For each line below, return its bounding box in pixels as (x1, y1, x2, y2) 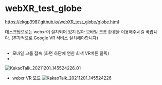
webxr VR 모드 (12, 75, 41, 81)
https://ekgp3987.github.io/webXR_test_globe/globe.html (5, 19, 119, 25)
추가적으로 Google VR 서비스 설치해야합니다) (13, 35, 99, 41)
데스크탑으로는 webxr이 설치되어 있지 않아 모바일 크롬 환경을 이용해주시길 (5, 28, 145, 34)
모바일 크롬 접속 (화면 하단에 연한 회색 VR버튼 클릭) (12, 50, 109, 56)
